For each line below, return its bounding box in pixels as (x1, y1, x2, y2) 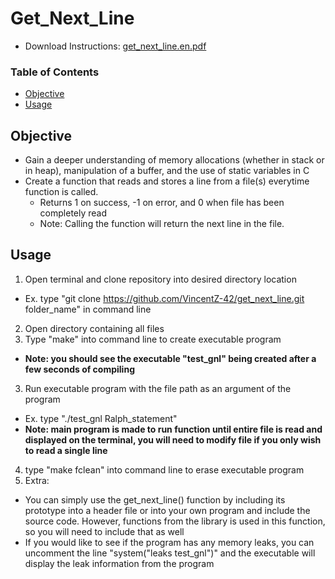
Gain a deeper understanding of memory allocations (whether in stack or (24, 154, 325, 166)
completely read (39, 207, 108, 219)
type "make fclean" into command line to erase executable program (24, 463, 305, 476)
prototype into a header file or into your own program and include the (24, 504, 311, 516)
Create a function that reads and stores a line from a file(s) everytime (24, 175, 310, 187)
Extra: (24, 474, 50, 486)
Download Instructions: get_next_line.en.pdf (24, 40, 207, 52)
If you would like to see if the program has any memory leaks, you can (24, 536, 315, 548)
